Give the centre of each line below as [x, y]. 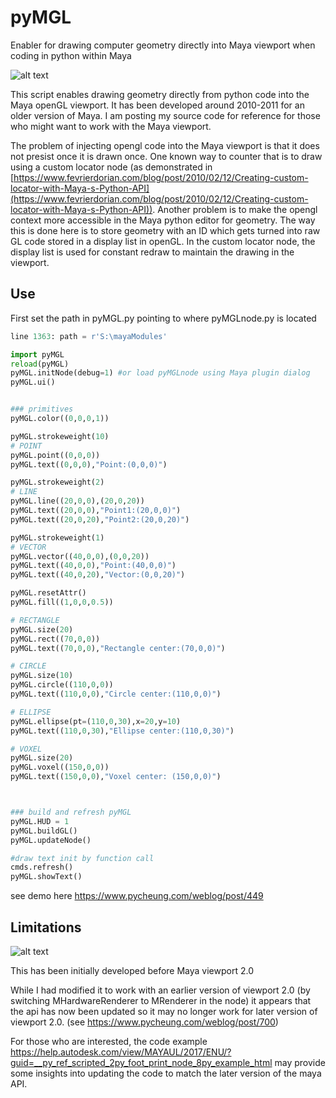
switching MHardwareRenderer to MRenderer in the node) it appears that [161, 1000]
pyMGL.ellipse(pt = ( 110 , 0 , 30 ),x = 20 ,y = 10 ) [96, 721]
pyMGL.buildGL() [44, 831]
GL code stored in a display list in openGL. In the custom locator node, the [163, 241]
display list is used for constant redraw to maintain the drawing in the [152, 252]
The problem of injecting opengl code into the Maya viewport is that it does [165, 145]
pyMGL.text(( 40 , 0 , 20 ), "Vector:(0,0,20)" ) [98, 575]
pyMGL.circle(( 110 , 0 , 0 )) [62, 685]
